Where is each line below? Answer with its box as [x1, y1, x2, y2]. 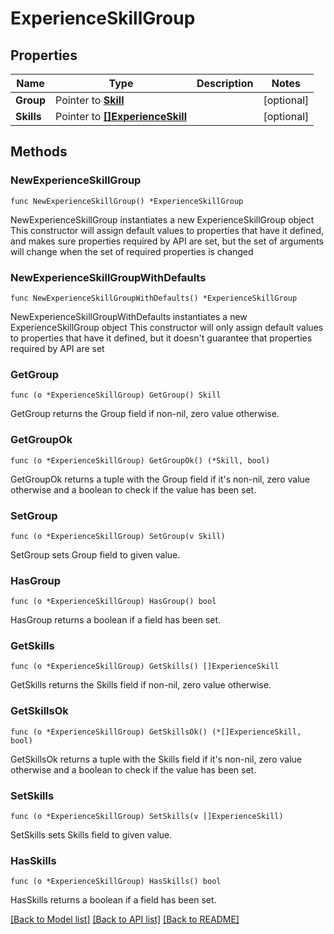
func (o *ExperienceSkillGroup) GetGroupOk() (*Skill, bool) [10, 455, 271, 466]
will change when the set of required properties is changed [10, 245, 254, 257]
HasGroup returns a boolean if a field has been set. [10, 614, 222, 626]
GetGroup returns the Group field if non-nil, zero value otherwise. [10, 408, 280, 420]
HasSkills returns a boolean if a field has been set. [10, 894, 217, 906]
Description [196, 77, 254, 90]
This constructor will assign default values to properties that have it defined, [10, 224, 325, 236]
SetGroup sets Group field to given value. [10, 548, 181, 561]
